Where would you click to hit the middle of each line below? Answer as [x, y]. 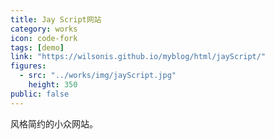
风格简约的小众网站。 [54, 123]
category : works [44, 29]
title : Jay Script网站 [56, 19]
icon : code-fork [44, 38]
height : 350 [53, 85]
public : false [40, 94]
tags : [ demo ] [37, 47]
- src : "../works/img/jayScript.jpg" [98, 76]
